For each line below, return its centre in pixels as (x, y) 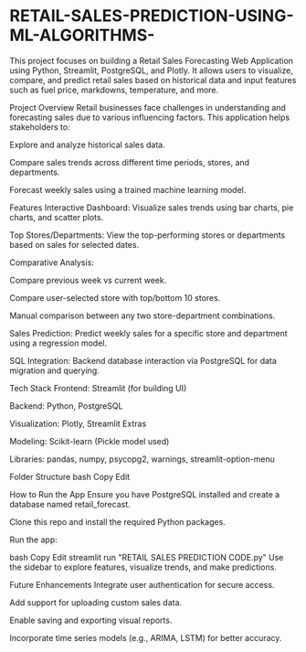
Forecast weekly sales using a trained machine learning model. (128, 189)
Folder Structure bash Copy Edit (70, 476)
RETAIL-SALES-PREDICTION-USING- (152, 16)
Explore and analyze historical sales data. (88, 144)
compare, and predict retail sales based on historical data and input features (153, 80)
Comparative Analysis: (52, 262)
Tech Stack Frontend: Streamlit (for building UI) (98, 388)
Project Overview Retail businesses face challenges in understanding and (148, 107)
